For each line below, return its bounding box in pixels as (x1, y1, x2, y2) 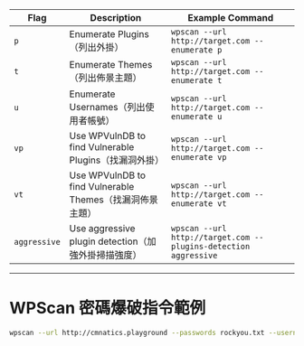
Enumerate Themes (69, 59, 153, 70)
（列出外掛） (69, 41, 124, 53)
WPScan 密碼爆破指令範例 (9, 298, 206, 319)
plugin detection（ (69, 235, 147, 248)
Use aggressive (69, 222, 136, 234)
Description (90, 12, 142, 23)
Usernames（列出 (69, 101, 147, 113)
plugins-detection (170, 241, 251, 251)
